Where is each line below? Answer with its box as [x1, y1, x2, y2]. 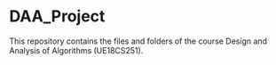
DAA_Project [9, 6, 106, 27]
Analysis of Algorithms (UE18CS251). [9, 45, 144, 55]
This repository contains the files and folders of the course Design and [9, 36, 268, 46]
